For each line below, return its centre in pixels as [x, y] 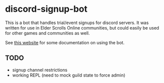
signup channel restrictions [40, 70]
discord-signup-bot [46, 9]
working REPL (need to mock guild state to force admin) [69, 75]
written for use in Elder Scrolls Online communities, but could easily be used [82, 28]
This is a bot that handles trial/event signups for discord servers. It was [77, 23]
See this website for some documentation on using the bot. [65, 42]
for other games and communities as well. [47, 33]
